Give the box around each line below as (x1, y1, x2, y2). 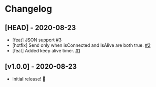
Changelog (5, 3, 52, 15)
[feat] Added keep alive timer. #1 (12, 48, 80, 53)
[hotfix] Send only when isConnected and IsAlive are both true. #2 (12, 42, 151, 48)
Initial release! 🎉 (12, 76, 46, 82)
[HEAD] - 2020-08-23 (5, 23, 76, 32)
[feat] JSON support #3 (12, 37, 62, 43)
